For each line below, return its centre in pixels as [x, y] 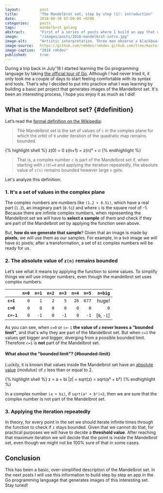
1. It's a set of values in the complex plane [55, 192]
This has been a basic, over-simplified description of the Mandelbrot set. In [80, 470]
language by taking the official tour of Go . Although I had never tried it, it [77, 74]
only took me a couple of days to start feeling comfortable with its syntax [78, 79]
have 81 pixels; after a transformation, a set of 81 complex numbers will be [79, 243]
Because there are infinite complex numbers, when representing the [73, 213]
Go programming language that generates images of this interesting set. [77, 480]
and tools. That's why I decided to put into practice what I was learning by [79, 84]
